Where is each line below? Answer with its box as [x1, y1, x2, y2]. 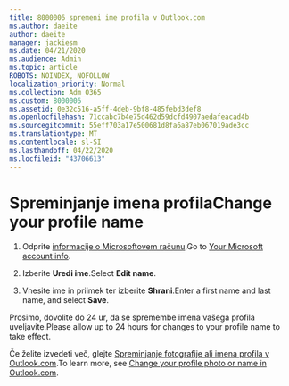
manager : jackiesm [9, 38, 78, 47]
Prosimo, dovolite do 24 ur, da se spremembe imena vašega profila [9, 312, 256, 323]
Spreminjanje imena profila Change [9, 193, 272, 213]
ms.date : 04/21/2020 [9, 46, 87, 55]
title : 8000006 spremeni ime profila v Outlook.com [9, 13, 205, 22]
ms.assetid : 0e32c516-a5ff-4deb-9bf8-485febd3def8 [9, 105, 202, 113]
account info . [21, 251, 71, 262]
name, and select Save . [21, 295, 110, 306]
